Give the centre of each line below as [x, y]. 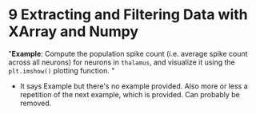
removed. [36, 103]
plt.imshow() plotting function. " [62, 70]
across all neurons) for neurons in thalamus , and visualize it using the [122, 62]
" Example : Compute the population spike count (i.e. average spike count [128, 53]
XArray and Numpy [73, 31]
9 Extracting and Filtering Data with [128, 15]
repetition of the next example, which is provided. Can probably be [130, 94]
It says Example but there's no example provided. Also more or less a [134, 86]
